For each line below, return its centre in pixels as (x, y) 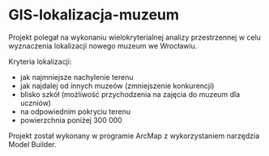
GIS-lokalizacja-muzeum (94, 15)
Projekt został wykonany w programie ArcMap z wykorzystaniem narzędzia (134, 136)
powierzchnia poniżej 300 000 (71, 120)
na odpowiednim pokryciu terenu (75, 112)
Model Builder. (32, 144)
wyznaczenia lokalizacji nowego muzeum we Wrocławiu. (103, 45)
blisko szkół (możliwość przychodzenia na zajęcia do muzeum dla (130, 94)
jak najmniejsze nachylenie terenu (77, 77)
